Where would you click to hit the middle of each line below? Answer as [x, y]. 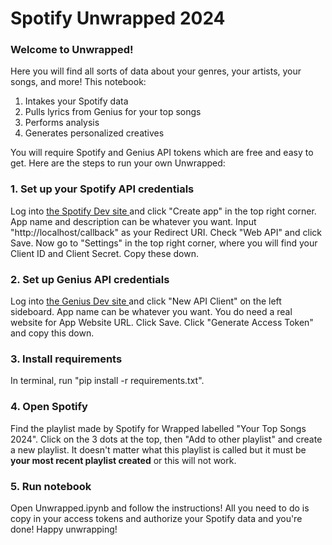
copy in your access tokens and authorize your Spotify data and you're [156, 518]
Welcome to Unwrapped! [72, 50]
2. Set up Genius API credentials [90, 279]
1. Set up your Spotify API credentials [102, 189]
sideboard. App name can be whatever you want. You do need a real [151, 312]
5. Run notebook [51, 486]
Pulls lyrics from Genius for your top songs [113, 112]
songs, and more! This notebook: [78, 82]
